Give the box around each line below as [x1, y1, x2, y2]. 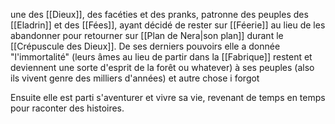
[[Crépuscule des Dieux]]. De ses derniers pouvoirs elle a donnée [10, 40, 281, 52]
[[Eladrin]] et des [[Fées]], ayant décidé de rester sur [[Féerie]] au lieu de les [10, 19, 326, 31]
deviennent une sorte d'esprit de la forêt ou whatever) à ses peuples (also [10, 62, 315, 73]
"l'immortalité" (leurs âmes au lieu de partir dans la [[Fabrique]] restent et [10, 51, 313, 63]
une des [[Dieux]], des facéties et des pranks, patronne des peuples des [10, 9, 309, 20]
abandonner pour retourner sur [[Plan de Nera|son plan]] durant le [10, 30, 284, 41]
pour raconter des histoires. [10, 102, 125, 114]
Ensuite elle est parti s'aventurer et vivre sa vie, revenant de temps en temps [10, 92, 326, 103]
